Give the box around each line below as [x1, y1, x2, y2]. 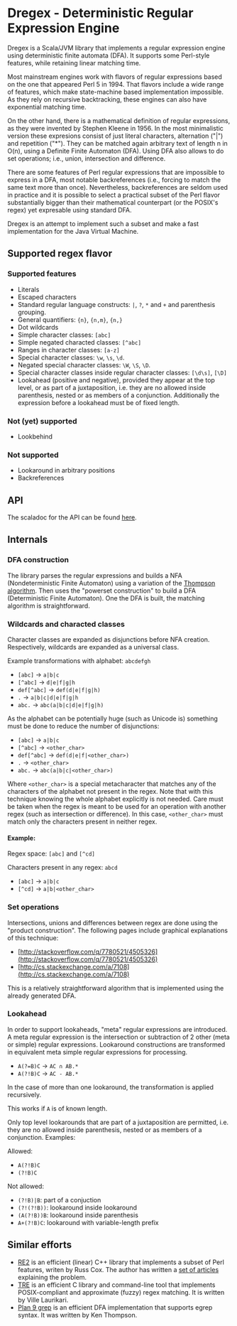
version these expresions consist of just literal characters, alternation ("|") [7, 131, 224, 140]
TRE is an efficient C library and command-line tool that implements [17, 1281, 216, 1289]
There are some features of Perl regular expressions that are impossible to [7, 168, 225, 176]
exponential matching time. [7, 102, 87, 111]
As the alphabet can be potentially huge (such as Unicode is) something [7, 714, 219, 723]
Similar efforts [7, 1239, 72, 1251]
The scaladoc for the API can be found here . [7, 513, 137, 522]
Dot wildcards [17, 323, 59, 331]
